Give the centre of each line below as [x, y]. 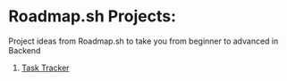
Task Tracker [45, 68]
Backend [25, 50]
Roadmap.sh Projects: [92, 16]
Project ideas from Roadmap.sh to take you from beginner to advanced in [143, 41]
